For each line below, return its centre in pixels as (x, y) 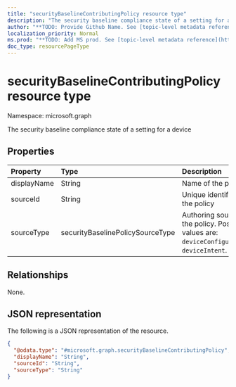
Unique (194, 194)
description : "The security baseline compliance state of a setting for (116, 20)
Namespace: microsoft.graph (50, 115)
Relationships (38, 275)
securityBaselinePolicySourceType (118, 232)
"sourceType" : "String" (48, 370)
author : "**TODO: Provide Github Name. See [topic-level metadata (106, 27)
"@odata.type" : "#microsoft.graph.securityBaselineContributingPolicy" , (122, 350)
